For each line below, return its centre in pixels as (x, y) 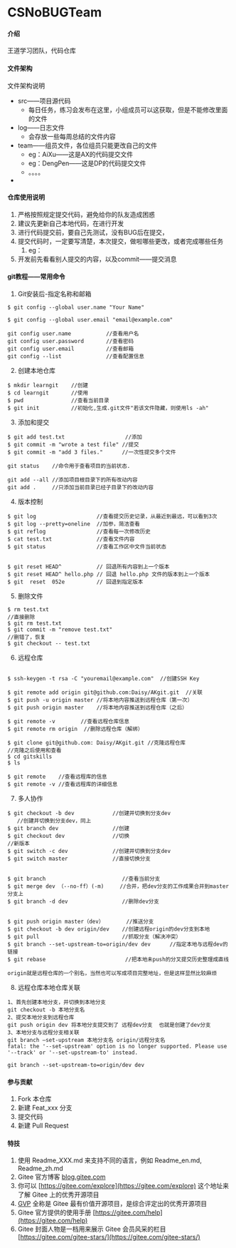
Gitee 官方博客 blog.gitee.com (61, 1177)
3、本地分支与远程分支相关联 (43, 1033)
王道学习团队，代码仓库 (42, 51)
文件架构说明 (26, 86)
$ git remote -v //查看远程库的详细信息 (63, 784)
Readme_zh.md (41, 1168)
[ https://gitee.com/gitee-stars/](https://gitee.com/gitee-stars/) (109, 1237)
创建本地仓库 (36, 370)
